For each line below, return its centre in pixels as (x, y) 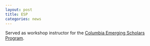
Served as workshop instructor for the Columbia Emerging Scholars (75, 33)
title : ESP (17, 14)
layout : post (19, 10)
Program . (15, 38)
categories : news (23, 19)
